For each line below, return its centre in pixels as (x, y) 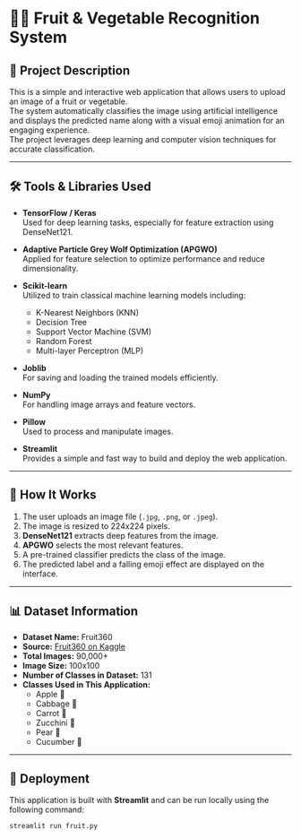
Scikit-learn (45, 285)
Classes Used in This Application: (86, 685)
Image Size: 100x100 (61, 666)
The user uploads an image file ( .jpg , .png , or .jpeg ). (120, 516)
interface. (40, 574)
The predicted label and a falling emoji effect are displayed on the (143, 564)
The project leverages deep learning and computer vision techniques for (143, 139)
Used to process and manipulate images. (98, 431)
